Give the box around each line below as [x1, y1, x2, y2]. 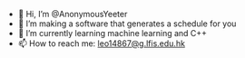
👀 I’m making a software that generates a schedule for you [17, 18, 237, 29]
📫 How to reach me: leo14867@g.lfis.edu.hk [17, 38, 186, 49]
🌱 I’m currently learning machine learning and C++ [17, 28, 207, 38]
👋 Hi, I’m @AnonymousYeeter [17, 9, 128, 19]
